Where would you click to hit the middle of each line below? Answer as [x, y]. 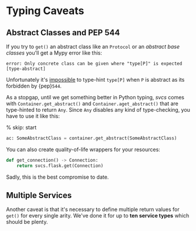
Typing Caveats [45, 11]
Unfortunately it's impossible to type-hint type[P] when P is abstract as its [95, 80]
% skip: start [21, 127]
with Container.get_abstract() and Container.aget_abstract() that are [92, 103]
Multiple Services [39, 195]
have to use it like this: [33, 116]
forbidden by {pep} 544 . [34, 86]
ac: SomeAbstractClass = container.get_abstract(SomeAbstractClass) [92, 138]
